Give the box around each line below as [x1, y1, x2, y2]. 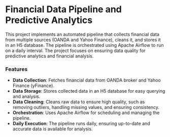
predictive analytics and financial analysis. [5, 52, 94, 59]
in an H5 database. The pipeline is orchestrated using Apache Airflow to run [5, 42, 164, 48]
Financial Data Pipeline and [5, 4, 122, 15]
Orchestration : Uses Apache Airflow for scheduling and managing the [12, 109, 160, 116]
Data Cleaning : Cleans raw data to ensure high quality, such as [12, 99, 145, 105]
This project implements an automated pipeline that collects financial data [5, 31, 160, 37]
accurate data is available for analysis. [12, 126, 93, 132]
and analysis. [12, 93, 41, 100]
